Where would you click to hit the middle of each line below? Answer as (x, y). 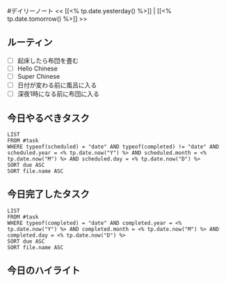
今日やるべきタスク (48, 118)
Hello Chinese (37, 68)
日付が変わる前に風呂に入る (57, 85)
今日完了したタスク (48, 194)
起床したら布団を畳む (48, 60)
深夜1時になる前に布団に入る (58, 94)
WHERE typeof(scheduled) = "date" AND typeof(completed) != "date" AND (113, 147)
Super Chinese (39, 76)
